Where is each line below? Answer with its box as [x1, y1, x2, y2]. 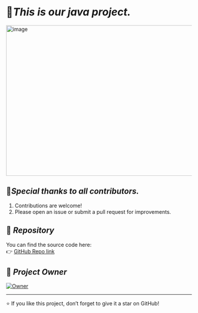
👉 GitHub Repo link [6, 247, 55, 255]
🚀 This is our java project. [6, 5, 131, 19]
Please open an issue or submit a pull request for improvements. [14, 208, 171, 215]
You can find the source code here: [6, 241, 92, 248]
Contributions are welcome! [14, 202, 82, 209]
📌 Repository [6, 226, 55, 236]
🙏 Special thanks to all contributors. [6, 186, 140, 197]
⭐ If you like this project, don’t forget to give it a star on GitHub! [6, 300, 160, 307]
